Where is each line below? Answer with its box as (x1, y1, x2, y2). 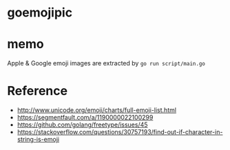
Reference (7, 83, 67, 99)
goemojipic (7, 5, 73, 21)
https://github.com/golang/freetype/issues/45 (17, 120, 148, 129)
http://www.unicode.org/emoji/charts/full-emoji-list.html (17, 106, 177, 114)
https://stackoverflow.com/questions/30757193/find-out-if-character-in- (17, 128, 223, 136)
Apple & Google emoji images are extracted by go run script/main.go (7, 59, 205, 67)
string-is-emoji (17, 136, 60, 144)
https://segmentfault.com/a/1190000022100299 (17, 114, 154, 122)
